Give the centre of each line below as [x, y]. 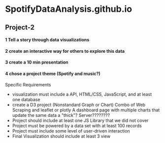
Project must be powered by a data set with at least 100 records [77, 125]
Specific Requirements [28, 84]
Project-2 [20, 27]
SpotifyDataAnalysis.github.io [69, 9]
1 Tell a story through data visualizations [47, 40]
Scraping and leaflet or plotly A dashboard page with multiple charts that [86, 110]
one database [26, 99]
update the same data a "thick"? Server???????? [61, 115]
